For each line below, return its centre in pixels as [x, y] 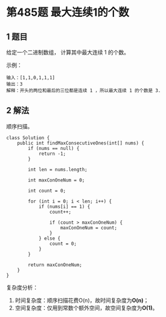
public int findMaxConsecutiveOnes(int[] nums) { [81, 143]
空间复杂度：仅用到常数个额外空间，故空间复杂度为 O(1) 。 [86, 308]
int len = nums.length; [58, 169]
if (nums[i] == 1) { [64, 206]
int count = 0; [47, 191]
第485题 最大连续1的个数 [68, 12]
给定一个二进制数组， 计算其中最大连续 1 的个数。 [68, 52]
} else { [49, 238]
